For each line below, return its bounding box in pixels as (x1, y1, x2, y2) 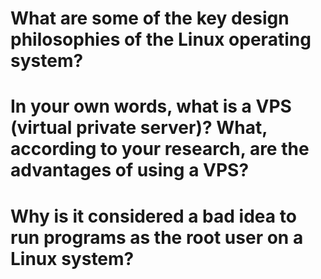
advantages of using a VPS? (10, 159, 250, 182)
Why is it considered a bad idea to (10, 205, 297, 227)
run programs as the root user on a (10, 226, 304, 249)
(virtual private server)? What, (10, 117, 268, 139)
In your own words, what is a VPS (10, 95, 292, 118)
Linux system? (10, 247, 135, 270)
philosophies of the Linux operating (10, 28, 312, 51)
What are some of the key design (10, 7, 290, 30)
